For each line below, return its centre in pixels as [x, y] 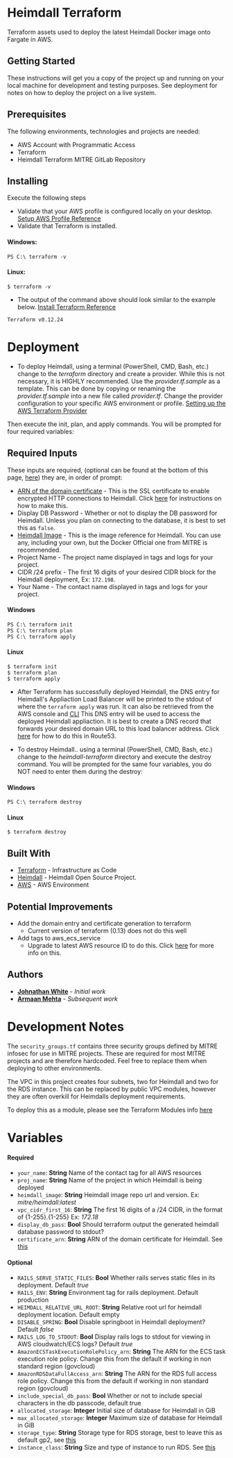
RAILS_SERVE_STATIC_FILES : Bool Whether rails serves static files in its [116, 1278]
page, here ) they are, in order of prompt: [65, 477]
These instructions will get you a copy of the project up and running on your [115, 78]
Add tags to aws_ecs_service [59, 938]
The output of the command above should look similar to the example [116, 299]
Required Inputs [42, 453]
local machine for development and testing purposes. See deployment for [112, 85]
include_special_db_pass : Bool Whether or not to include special [110, 1396]
